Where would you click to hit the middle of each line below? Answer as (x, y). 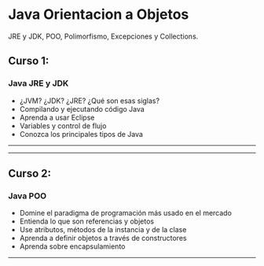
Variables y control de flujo (63, 126)
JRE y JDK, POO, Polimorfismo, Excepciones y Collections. (103, 36)
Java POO (27, 196)
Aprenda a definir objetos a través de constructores (103, 238)
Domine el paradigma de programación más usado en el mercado (125, 213)
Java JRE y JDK (38, 83)
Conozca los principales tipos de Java (81, 134)
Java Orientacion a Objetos (99, 15)
